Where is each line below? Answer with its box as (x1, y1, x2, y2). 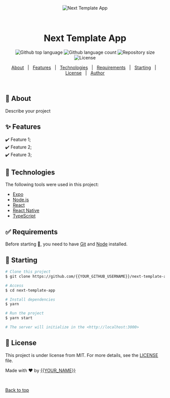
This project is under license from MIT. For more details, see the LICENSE (5, 352, 158, 358)
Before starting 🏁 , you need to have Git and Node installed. (5, 241, 128, 247)
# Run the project (5, 311, 44, 316)
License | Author (65, 69, 105, 76)
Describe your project (5, 107, 51, 114)
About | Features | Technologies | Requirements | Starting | (11, 64, 156, 70)
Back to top (5, 387, 29, 393)
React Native (12, 207, 39, 213)
